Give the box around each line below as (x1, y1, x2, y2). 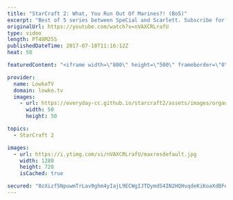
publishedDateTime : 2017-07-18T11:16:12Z (7, 42, 129, 49)
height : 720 (19, 164, 54, 171)
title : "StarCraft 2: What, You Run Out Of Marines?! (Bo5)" (7, 10, 188, 17)
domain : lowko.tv (13, 87, 64, 94)
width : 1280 (19, 157, 54, 164)
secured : (7, 183, 33, 190)
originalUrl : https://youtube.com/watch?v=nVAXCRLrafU (7, 23, 169, 30)
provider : (7, 74, 36, 81)
